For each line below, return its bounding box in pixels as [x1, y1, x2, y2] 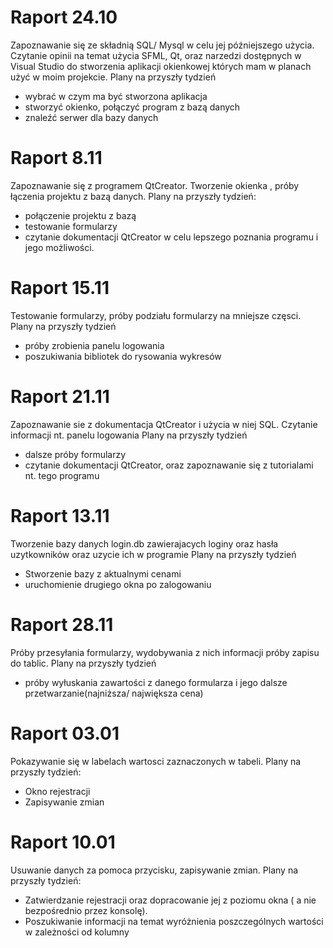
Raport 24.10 [10, 6, 118, 29]
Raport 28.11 [10, 613, 114, 636]
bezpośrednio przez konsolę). [24, 904, 148, 916]
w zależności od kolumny [24, 926, 130, 938]
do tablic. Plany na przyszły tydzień [10, 657, 157, 669]
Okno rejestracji [24, 785, 91, 797]
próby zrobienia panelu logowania [24, 339, 165, 351]
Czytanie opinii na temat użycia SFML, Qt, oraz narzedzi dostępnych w [10, 49, 302, 61]
